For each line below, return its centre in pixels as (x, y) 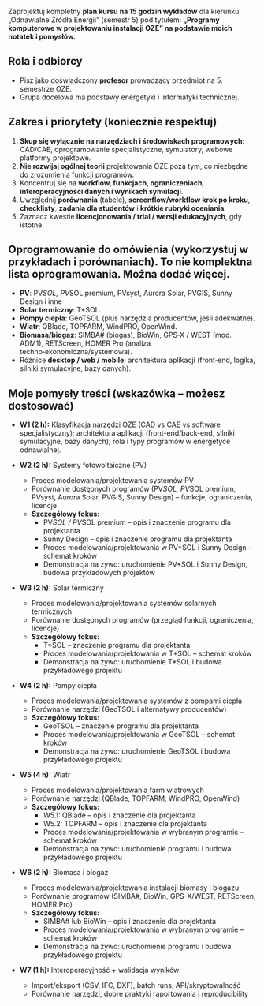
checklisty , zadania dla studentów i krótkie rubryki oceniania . (123, 208)
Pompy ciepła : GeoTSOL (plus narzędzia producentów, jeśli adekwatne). (137, 318)
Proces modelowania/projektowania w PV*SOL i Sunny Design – (147, 548)
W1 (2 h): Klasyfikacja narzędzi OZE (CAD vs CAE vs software (120, 424)
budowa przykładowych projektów (99, 573)
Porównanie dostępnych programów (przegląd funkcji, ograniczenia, (142, 620)
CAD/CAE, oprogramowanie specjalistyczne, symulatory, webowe (126, 149)
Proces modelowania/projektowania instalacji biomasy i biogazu (135, 888)
